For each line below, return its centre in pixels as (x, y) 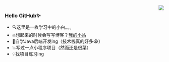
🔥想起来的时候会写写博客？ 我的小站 (49, 35)
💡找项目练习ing (28, 54)
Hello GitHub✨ (23, 16)
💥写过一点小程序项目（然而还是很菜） (51, 48)
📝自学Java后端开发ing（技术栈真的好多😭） (57, 41)
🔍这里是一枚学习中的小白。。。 (43, 27)
